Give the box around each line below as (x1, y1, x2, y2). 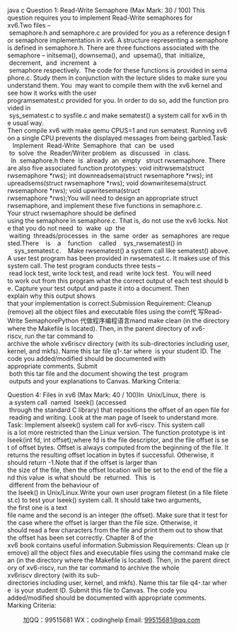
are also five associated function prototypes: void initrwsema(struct (7, 164, 204, 172)
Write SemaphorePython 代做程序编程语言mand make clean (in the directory (7, 316, 230, 325)
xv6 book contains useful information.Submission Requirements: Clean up (7, 541, 224, 549)
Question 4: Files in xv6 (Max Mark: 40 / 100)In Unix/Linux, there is (7, 390, 206, 399)
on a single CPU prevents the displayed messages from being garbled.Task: (7, 134, 229, 142)
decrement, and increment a (8, 59, 97, 66)
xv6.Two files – (7, 21, 51, 29)
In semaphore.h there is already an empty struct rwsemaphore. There (10, 156, 226, 165)
